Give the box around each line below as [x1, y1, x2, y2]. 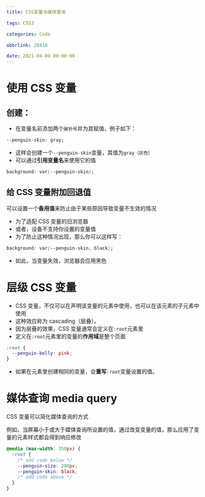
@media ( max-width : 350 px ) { [6, 446, 81, 452]
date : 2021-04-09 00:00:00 [6, 53, 75, 59]
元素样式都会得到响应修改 [17, 433, 81, 441]
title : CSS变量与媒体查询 [6, 9, 66, 15]
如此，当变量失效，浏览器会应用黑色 [15, 257, 107, 264]
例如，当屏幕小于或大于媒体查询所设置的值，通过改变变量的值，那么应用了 [6, 426, 194, 433]
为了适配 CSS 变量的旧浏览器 [15, 218, 89, 225]
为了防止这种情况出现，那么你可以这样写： [15, 233, 123, 240]
